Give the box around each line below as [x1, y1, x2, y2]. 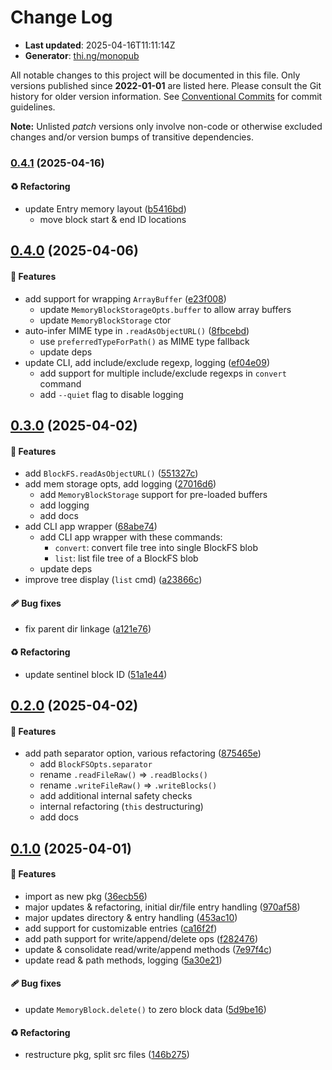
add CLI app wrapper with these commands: [39, 531, 223, 543]
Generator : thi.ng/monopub [24, 49, 140, 61]
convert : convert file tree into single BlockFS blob [54, 542, 258, 554]
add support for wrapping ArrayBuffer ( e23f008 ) [24, 292, 227, 305]
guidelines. [10, 101, 56, 113]
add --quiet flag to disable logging [39, 388, 184, 400]
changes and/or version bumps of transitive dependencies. [10, 131, 254, 143]
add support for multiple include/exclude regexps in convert [39, 367, 287, 379]
